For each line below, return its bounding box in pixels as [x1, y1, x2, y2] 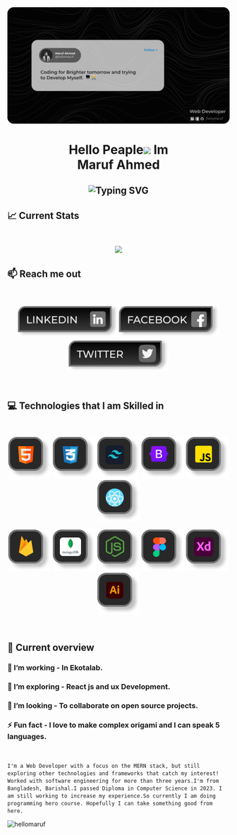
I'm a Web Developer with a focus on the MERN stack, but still [7, 762, 200, 770]
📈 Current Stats [7, 210, 80, 222]
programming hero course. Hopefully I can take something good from [7, 800, 213, 807]
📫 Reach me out [7, 268, 81, 280]
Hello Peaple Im [68, 142, 169, 157]
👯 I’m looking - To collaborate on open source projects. [7, 700, 199, 710]
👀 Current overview [7, 642, 95, 654]
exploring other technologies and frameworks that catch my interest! [7, 770, 219, 777]
